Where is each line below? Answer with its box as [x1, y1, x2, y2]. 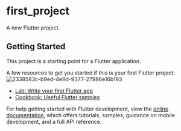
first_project [6, 4, 70, 18]
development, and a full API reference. [6, 118, 102, 125]
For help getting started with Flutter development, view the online [6, 105, 169, 112]
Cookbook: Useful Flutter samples [14, 93, 100, 100]
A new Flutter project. [6, 24, 60, 31]
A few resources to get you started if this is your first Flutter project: [6, 69, 175, 76]
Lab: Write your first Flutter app [14, 87, 94, 94]
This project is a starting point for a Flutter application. [6, 57, 141, 64]
